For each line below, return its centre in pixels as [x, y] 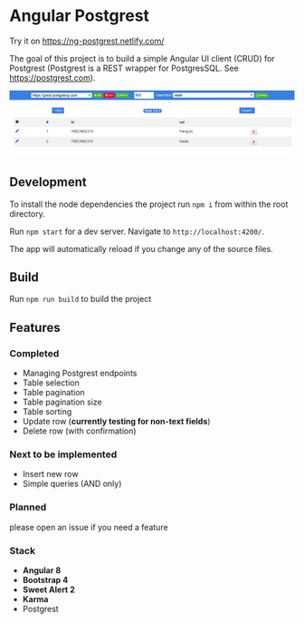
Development [48, 182]
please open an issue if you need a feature [89, 527]
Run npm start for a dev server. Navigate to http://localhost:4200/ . [137, 231]
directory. [27, 213]
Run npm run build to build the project [81, 299]
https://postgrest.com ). [52, 77]
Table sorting [47, 412]
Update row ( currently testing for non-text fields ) [116, 421]
